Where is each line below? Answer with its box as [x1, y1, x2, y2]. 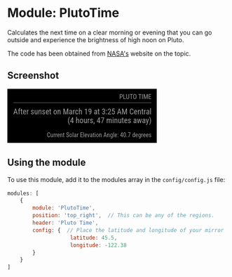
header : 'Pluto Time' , [32, 219, 99, 226]
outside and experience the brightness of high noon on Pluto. [7, 35, 184, 44]
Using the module [7, 157, 86, 169]
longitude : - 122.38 [69, 241, 128, 249]
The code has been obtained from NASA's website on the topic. [7, 49, 191, 58]
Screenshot [7, 70, 60, 82]
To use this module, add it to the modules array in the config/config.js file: [7, 175, 226, 183]
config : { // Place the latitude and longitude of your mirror [32, 226, 224, 233]
